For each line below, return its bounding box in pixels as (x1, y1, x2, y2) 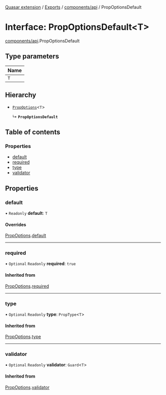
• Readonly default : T (5, 210, 48, 216)
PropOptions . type (5, 334, 41, 340)
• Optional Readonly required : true (5, 261, 76, 267)
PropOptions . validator (5, 384, 50, 390)
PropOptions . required (5, 283, 49, 289)
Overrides (5, 221, 26, 227)
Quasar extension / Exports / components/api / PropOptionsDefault (5, 4, 142, 10)
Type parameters (5, 52, 59, 61)
